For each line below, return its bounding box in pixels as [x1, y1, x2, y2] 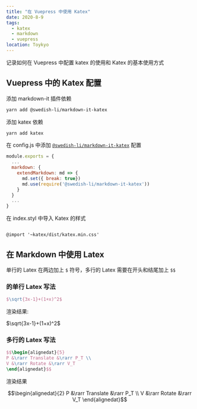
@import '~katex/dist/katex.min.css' [6, 232, 100, 238]
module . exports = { [6, 153, 55, 159]
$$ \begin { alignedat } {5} [6, 350, 65, 355]
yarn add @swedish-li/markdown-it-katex [6, 106, 108, 113]
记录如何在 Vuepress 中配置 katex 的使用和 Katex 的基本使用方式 [6, 59, 164, 66]
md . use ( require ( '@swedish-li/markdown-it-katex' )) [21, 181, 150, 187]
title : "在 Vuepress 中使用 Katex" [6, 8, 91, 15]
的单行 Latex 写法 [6, 282, 56, 291]
